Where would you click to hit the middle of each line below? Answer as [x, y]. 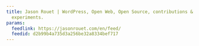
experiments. [28, 17]
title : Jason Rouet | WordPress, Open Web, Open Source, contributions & [100, 12]
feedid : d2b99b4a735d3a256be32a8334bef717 [65, 34]
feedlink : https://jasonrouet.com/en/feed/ [66, 28]
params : [16, 23]
